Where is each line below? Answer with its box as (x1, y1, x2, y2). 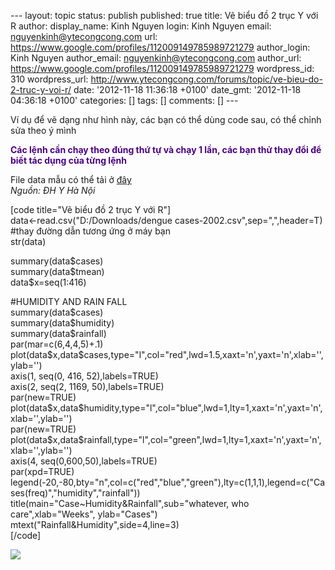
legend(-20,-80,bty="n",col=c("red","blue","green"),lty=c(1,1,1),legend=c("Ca (10, 476, 326, 488)
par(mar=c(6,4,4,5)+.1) (10, 338, 104, 350)
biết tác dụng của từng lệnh (10, 155, 127, 166)
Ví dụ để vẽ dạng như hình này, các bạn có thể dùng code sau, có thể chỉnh (10, 114, 322, 125)
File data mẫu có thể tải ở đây (10, 174, 132, 185)
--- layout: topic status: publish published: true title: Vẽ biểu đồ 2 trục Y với (10, 10, 319, 21)
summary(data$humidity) (10, 317, 115, 329)
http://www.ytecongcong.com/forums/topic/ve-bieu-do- (90, 73, 323, 85)
